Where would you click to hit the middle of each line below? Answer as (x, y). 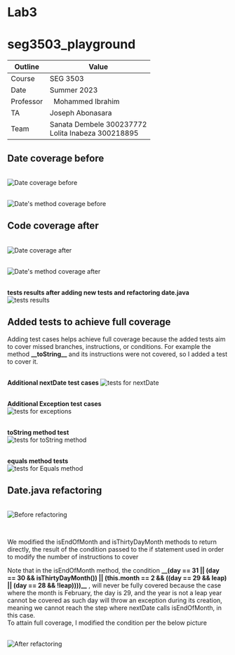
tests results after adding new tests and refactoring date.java (98, 292)
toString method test (38, 432)
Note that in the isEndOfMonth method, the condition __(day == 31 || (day (113, 571)
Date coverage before (56, 158)
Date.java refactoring (55, 490)
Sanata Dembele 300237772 (98, 125)
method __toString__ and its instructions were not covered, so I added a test (117, 354)
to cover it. (23, 361)
